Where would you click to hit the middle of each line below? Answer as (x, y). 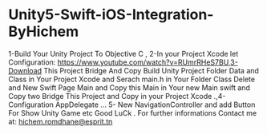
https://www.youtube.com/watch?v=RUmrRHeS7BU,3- (148, 62)
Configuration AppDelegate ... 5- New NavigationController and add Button (132, 104)
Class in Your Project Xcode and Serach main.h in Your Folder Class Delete (131, 79)
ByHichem (44, 32)
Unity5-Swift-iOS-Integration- (111, 15)
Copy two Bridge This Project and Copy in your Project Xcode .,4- (117, 96)
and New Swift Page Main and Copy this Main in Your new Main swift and (129, 87)
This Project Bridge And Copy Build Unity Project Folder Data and (151, 70)
